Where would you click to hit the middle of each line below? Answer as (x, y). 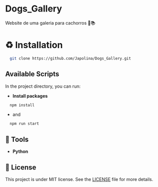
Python (20, 151)
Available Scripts (32, 74)
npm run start (24, 124)
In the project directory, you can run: (43, 86)
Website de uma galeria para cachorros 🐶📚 (50, 23)
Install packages (30, 96)
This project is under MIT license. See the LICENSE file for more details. (79, 179)
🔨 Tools (17, 139)
